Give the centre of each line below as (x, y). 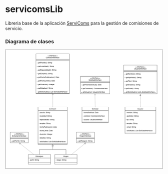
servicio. (14, 28)
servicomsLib (34, 9)
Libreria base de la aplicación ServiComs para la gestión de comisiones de (82, 23)
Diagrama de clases (29, 41)
